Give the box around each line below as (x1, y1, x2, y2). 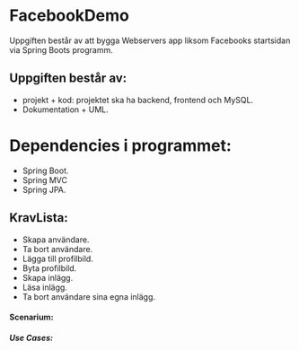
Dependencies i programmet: (9, 136, 232, 155)
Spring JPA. (22, 184, 66, 195)
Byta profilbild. (22, 262, 77, 274)
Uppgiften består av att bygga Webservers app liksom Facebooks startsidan (9, 35, 291, 46)
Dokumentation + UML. (22, 104, 110, 115)
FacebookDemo (9, 5, 130, 26)
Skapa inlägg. (22, 272, 74, 283)
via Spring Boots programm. (9, 44, 114, 55)
